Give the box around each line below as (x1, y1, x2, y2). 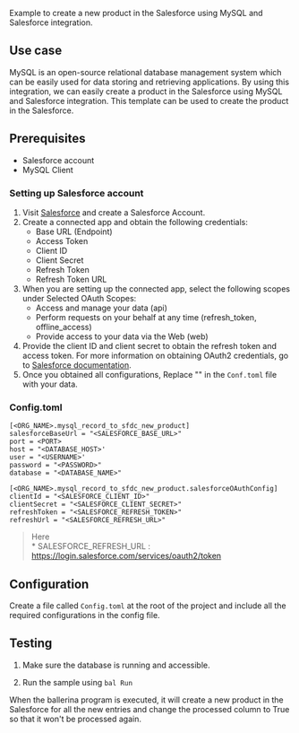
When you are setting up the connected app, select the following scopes (21, 283, 291, 294)
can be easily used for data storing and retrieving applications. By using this (9, 76, 289, 87)
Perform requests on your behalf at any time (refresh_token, (35, 311, 257, 322)
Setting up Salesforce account (9, 187, 144, 199)
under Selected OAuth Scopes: (21, 292, 137, 303)
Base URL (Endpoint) (35, 226, 114, 237)
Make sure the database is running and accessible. (21, 659, 210, 670)
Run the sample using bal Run (21, 676, 132, 687)
